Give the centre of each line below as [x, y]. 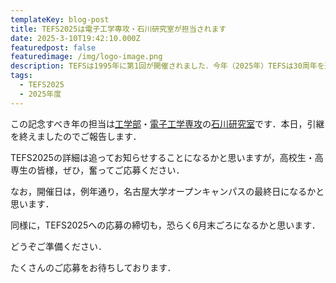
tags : [21, 76]
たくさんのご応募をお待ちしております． [93, 267]
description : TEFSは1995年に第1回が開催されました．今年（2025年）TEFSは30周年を [167, 66]
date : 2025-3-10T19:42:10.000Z [75, 38]
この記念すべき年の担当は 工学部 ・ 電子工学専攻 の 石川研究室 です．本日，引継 [167, 123]
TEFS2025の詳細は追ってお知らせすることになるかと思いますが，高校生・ [162, 157]
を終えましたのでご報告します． [76, 136]
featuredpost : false [53, 47]
